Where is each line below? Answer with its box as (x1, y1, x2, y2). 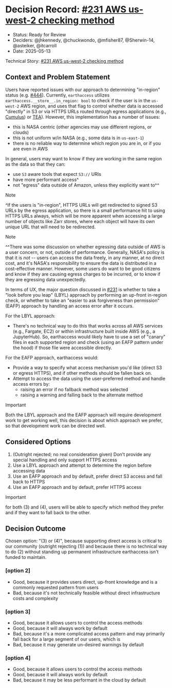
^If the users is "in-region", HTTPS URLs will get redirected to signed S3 (5, 202, 158, 208)
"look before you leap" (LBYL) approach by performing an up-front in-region (5, 292, 167, 298)
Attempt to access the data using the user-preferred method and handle (12, 375, 166, 382)
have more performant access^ (12, 176, 79, 183)
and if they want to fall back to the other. (5, 509, 91, 515)
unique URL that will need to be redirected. (5, 224, 96, 230)
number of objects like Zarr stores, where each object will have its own (5, 218, 155, 224)
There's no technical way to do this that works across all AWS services (12, 322, 163, 329)
